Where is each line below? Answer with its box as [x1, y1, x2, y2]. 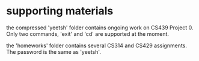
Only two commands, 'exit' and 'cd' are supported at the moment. [6, 30, 170, 37]
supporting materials [6, 4, 114, 18]
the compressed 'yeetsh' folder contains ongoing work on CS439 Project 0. [6, 24, 194, 31]
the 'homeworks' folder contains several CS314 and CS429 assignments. [6, 42, 188, 49]
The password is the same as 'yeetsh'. [6, 48, 101, 55]
